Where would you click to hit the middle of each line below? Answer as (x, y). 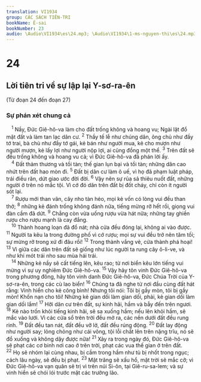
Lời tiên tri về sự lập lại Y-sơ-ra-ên (71, 85)
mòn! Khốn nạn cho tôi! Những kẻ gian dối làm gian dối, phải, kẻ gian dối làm (100, 297)
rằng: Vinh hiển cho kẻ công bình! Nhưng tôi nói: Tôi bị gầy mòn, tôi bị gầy (97, 290)
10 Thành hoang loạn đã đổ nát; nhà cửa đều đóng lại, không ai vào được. (101, 227)
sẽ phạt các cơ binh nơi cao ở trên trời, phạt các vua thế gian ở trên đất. (94, 345)
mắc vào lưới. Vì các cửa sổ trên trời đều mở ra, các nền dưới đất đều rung (98, 318)
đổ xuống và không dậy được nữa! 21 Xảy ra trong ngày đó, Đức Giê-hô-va (98, 338)
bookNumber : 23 (25, 28)
